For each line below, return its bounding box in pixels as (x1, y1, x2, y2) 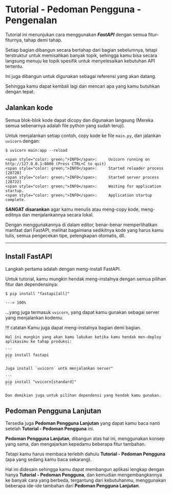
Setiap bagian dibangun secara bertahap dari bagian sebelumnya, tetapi (5, 47, 158, 53)
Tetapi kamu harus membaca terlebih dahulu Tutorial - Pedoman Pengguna (5, 451, 165, 457)
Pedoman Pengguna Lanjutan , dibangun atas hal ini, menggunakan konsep (5, 436, 165, 442)
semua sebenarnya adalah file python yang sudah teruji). (5, 122, 125, 129)
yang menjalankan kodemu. (5, 314, 63, 321)
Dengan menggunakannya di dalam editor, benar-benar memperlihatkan (5, 222, 158, 228)
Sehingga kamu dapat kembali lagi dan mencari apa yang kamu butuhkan (5, 83, 160, 89)
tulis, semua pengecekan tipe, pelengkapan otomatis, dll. (5, 232, 125, 239)
